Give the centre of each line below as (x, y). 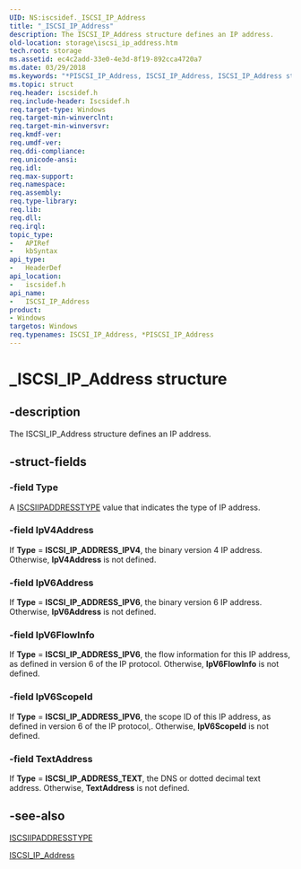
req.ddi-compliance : (48, 151)
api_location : (36, 276)
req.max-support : (42, 176)
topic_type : (31, 234)
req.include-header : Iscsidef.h (69, 101)
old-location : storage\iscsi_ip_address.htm (94, 43)
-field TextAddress (51, 759)
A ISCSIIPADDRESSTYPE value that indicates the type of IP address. (135, 507)
